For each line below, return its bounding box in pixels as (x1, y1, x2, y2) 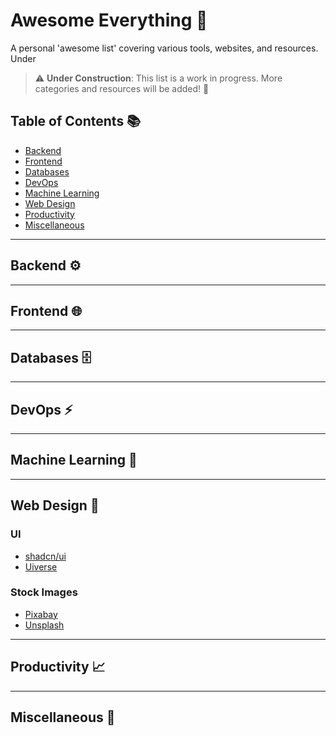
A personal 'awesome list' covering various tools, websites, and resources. (10, 42, 319, 54)
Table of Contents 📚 (10, 113, 142, 130)
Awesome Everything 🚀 (10, 9, 208, 32)
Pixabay (24, 608, 58, 620)
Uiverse (24, 560, 58, 573)
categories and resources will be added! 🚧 (34, 82, 210, 94)
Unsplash (24, 619, 65, 631)
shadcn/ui (24, 550, 67, 562)
